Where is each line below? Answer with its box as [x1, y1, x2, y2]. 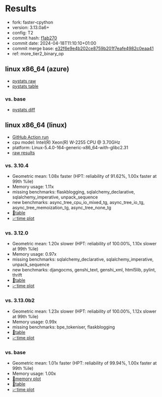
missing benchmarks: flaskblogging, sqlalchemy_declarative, [12, 189, 135, 195]
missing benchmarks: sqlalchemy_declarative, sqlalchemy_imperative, [12, 257, 154, 263]
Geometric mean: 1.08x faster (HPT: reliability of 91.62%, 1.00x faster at [12, 173, 157, 179]
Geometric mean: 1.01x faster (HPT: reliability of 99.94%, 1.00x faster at [12, 360, 157, 366]
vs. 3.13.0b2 [5, 297, 35, 304]
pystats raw [12, 78, 36, 84]
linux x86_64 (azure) [5, 65, 70, 73]
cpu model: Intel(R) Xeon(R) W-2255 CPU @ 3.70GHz [12, 139, 120, 145]
